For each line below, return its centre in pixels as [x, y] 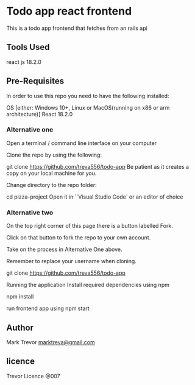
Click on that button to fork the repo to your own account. [79, 238]
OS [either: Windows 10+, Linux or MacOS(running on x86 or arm [88, 107]
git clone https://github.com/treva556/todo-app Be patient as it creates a [98, 166]
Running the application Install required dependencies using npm [88, 285]
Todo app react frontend [69, 11]
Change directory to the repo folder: [52, 185]
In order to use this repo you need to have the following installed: [88, 96]
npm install [20, 297]
